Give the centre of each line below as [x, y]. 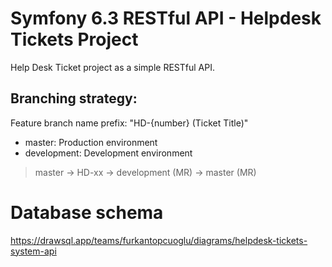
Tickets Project [74, 39]
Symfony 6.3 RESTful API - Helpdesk [166, 18]
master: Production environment [91, 142]
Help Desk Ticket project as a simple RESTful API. [112, 67]
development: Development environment [108, 153]
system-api [33, 251]
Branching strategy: [74, 98]
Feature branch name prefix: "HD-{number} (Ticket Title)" [129, 123]
